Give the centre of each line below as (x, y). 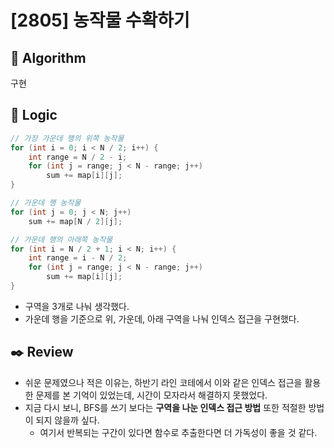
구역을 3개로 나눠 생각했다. (77, 306)
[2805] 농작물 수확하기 (100, 20)
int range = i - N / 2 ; (78, 258)
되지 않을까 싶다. (67, 420)
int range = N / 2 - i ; (78, 157)
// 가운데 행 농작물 (46, 203)
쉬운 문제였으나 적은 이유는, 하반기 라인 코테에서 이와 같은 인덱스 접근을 (163, 382)
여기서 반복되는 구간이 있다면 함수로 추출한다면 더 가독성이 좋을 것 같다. (178, 432)
